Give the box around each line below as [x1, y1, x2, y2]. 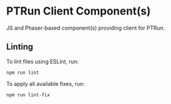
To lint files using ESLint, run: [6, 57, 79, 65]
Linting [6, 42, 33, 52]
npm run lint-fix [6, 92, 50, 98]
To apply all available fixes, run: [6, 80, 85, 87]
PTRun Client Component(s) [6, 4, 151, 18]
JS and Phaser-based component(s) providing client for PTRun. [6, 24, 165, 31]
